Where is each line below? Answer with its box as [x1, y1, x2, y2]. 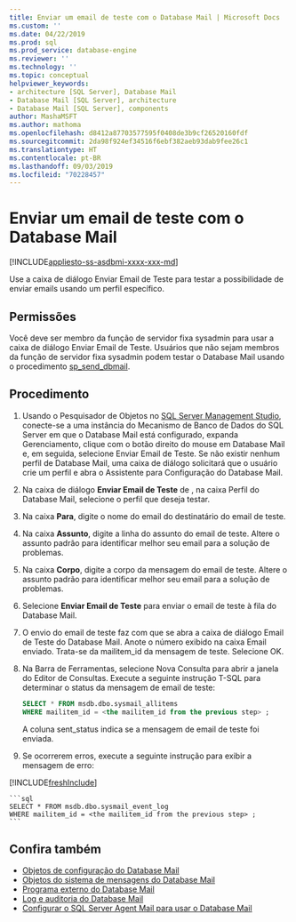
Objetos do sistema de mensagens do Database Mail [21, 875, 216, 886]
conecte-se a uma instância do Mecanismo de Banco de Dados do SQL [21, 420, 284, 430]
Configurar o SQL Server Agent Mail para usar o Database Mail [21, 903, 252, 914]
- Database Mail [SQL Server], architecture [9, 95, 177, 105]
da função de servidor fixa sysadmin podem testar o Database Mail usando [9, 352, 285, 362]
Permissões [9, 309, 77, 325]
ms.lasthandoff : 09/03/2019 [9, 162, 114, 171]
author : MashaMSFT [9, 112, 77, 121]
